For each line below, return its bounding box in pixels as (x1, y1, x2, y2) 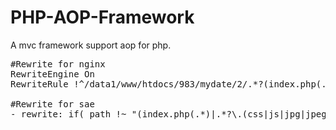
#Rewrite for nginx (10, 58, 106, 70)
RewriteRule (10, 78, 69, 90)
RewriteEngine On (10, 68, 95, 80)
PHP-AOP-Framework (10, 6, 195, 29)
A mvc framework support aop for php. (10, 39, 172, 51)
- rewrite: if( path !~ (10, 108, 127, 120)
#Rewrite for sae (10, 98, 95, 110)
